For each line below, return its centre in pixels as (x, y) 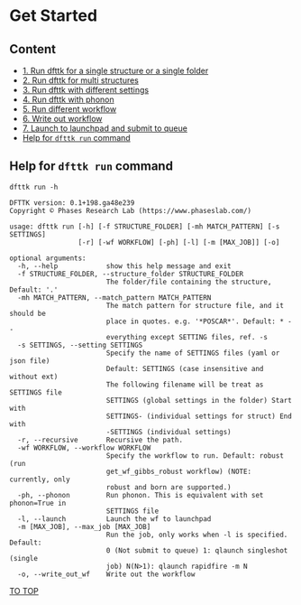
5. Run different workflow (69, 109)
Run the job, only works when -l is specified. (197, 535)
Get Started (53, 16)
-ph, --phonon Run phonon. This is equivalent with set (141, 495)
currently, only (40, 479)
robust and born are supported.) (169, 487)
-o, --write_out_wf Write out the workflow (106, 574)
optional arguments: (48, 258)
